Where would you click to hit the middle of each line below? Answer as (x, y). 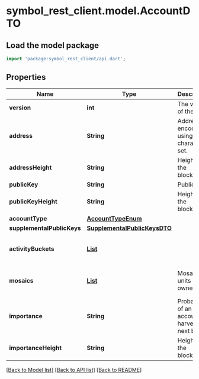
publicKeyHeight (33, 201)
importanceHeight (36, 348)
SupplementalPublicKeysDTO (129, 228)
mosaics (21, 280)
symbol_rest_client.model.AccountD (98, 11)
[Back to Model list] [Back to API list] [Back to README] (74, 370)
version (20, 108)
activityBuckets (32, 248)
